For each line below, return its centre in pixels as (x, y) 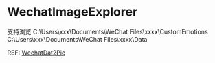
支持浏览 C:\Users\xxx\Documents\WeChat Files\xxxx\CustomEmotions (107, 32)
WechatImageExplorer (72, 12)
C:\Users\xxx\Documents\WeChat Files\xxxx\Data (77, 39)
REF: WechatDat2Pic (36, 53)
